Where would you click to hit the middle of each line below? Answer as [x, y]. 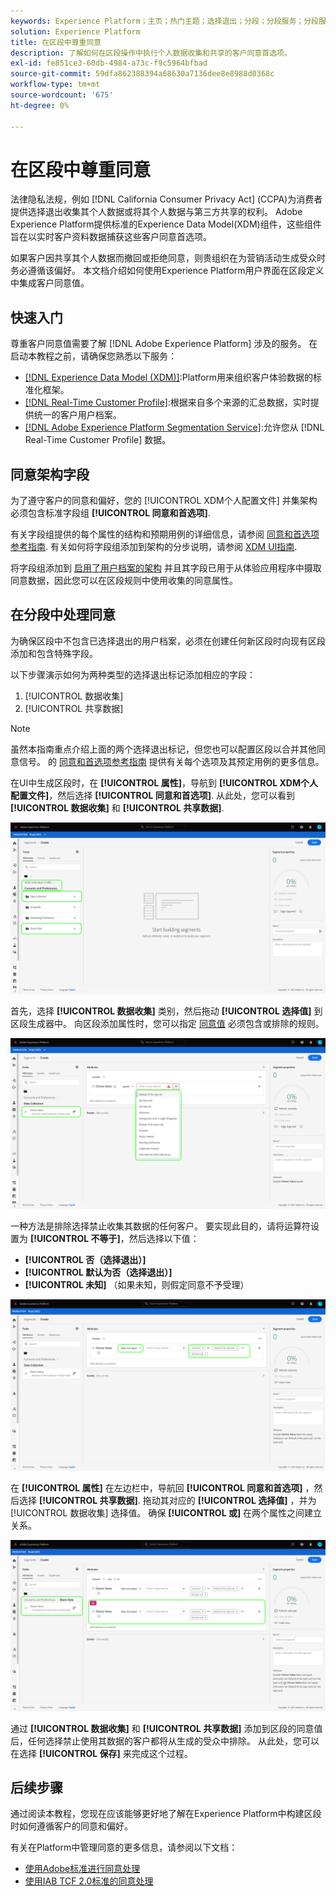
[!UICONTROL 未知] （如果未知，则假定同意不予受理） [137, 1285]
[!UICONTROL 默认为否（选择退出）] [98, 1272]
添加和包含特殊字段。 [54, 653]
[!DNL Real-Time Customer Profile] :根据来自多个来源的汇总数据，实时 [167, 402]
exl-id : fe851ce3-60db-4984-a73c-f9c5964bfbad [109, 63]
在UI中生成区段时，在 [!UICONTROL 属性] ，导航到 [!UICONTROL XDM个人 [164, 782]
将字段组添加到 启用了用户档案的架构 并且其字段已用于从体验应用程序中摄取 [166, 568]
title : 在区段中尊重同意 [56, 42]
